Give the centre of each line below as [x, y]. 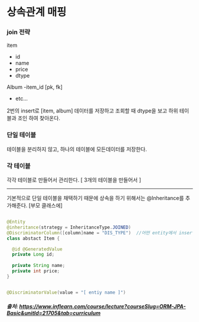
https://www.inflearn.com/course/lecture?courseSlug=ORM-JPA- [102, 307]
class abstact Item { [33, 238]
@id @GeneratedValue [37, 249]
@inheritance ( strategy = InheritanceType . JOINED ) [69, 227]
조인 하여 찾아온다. [39, 118]
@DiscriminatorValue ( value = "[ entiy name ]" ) [66, 292]
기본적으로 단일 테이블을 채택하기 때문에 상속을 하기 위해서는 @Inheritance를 [95, 198]
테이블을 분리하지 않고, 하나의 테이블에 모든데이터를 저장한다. [77, 149]
